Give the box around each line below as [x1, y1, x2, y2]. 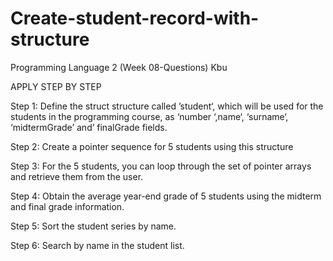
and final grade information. [10, 200, 125, 212]
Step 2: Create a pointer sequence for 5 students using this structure [10, 140, 294, 152]
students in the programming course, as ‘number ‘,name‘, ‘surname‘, [10, 110, 289, 122]
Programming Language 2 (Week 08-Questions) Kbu [10, 61, 228, 73]
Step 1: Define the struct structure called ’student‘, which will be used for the [10, 100, 324, 112]
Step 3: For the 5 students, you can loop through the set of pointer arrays [10, 160, 312, 172]
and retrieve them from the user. [10, 170, 144, 182]
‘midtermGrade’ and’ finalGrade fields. [10, 121, 168, 133]
